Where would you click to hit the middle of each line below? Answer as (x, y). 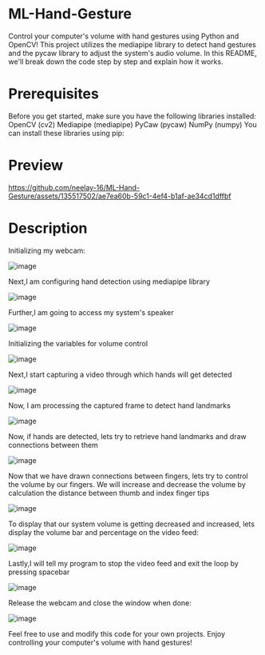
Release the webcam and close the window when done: (100, 603)
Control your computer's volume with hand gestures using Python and (124, 36)
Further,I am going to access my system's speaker (91, 312)
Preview (36, 166)
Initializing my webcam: (47, 250)
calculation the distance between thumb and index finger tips (109, 493)
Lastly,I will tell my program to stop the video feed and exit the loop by (124, 563)
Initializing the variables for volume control (78, 343)
